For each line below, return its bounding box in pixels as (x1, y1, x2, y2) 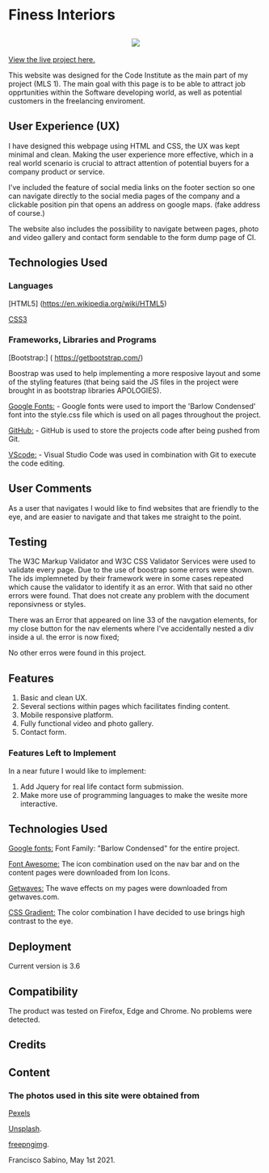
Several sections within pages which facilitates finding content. (19, 702, 230, 711)
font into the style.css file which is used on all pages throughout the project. (8, 410, 261, 420)
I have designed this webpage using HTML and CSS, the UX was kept (8, 141, 240, 150)
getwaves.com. (8, 892, 60, 902)
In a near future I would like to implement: (8, 766, 147, 775)
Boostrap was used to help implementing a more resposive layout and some (8, 368, 261, 378)
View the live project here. (8, 55, 95, 64)
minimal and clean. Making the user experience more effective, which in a (8, 150, 254, 159)
